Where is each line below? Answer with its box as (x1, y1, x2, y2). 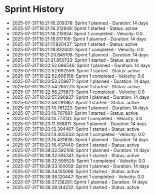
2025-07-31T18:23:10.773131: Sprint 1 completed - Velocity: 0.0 (11, 115, 142, 121)
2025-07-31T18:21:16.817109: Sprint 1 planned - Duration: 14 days (11, 36, 146, 42)
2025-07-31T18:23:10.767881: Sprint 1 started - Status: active (11, 110, 138, 116)
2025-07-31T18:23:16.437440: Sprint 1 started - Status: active (11, 142, 139, 148)
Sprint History (4, 3, 64, 15)
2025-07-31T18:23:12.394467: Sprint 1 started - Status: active (11, 126, 139, 132)
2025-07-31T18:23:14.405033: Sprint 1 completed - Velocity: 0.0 (11, 131, 145, 137)
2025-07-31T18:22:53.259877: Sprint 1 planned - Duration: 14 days (11, 78, 150, 84)
